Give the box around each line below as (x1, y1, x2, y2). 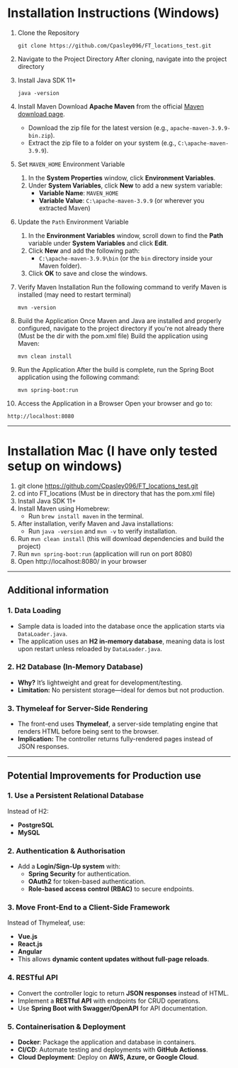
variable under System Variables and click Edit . (28, 239, 169, 247)
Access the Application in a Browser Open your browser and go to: (17, 399, 212, 408)
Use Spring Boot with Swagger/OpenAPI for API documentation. (17, 1003, 208, 1013)
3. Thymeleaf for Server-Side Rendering (7, 703, 148, 713)
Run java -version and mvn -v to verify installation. (28, 527, 177, 535)
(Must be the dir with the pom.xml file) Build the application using (17, 332, 208, 340)
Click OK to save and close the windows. (28, 268, 148, 278)
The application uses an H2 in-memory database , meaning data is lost (17, 637, 225, 645)
